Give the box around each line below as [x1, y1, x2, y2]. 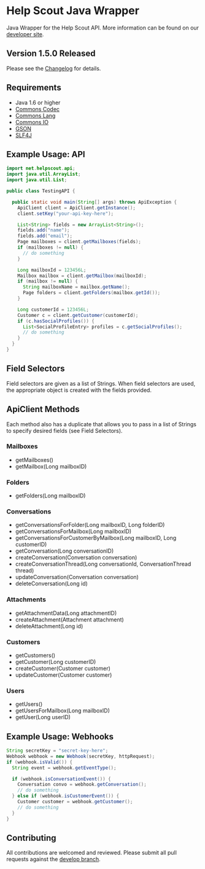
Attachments [6, 595, 46, 604]
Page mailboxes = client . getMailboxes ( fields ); [17, 239, 141, 245]
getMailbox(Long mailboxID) [15, 462, 87, 470]
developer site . [6, 30, 44, 37]
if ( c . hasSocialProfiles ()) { [17, 318, 95, 324]
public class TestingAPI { [6, 188, 75, 194]
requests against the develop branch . [6, 855, 101, 863]
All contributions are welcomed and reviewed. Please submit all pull [6, 849, 177, 857]
